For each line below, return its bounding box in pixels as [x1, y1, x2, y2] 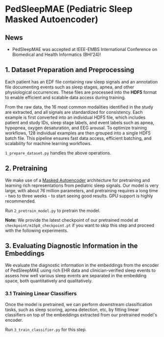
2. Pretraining [5, 164, 47, 173]
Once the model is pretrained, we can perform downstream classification [5, 301, 153, 307]
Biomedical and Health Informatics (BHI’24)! [12, 52, 101, 57]
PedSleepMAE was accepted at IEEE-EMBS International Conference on [12, 47, 158, 52]
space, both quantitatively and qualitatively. [5, 278, 93, 284]
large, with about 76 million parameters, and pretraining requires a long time [5, 187, 158, 193]
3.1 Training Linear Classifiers [5, 290, 77, 297]
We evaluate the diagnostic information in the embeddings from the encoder [5, 262, 159, 268]
